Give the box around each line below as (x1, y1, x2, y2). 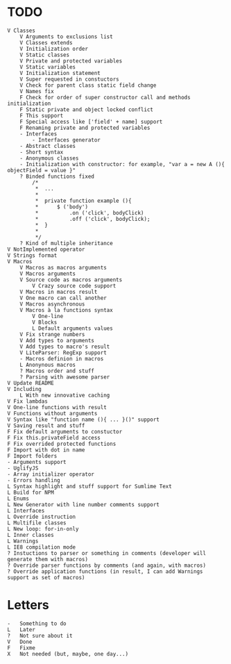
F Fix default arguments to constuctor (7, 428, 123, 435)
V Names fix (19, 88, 54, 94)
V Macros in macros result (19, 288, 98, 295)
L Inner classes (7, 531, 54, 538)
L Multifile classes (7, 519, 67, 526)
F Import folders (7, 452, 58, 459)
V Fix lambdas (7, 397, 49, 405)
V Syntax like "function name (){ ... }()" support (7, 416, 160, 423)
